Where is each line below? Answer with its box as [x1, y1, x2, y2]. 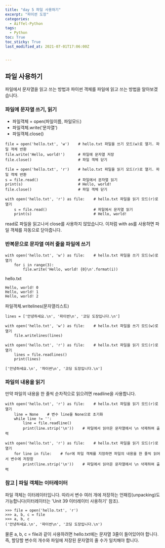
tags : [5, 26, 16, 31]
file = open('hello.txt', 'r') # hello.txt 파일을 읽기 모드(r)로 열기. [5, 167, 154, 172]
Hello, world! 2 [5, 294, 39, 299]
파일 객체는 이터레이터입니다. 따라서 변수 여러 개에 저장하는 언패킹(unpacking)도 [5, 492, 161, 498]
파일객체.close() [12, 131, 44, 137]
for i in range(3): [14, 263, 54, 268]
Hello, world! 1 [5, 290, 39, 295]
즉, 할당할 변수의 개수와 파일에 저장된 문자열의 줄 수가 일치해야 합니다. [5, 537, 139, 543]
